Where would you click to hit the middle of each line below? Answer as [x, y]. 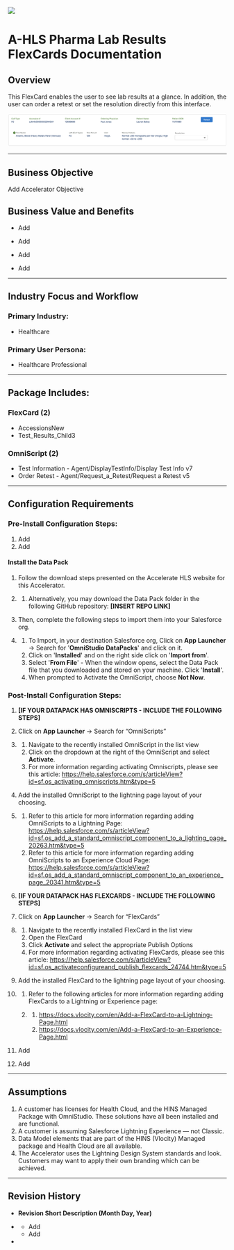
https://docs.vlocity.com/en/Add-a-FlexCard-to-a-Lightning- [126, 1015]
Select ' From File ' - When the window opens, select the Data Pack [123, 662]
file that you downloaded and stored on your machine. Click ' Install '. [126, 670]
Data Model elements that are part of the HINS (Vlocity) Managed [111, 1138]
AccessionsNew [41, 428]
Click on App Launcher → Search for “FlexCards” [89, 916]
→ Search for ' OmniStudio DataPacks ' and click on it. [106, 648]
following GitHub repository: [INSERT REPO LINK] [99, 606]
